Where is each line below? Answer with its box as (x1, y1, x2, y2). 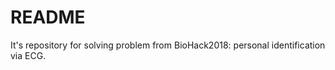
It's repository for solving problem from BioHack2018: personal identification (10, 39, 326, 51)
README (10, 6, 86, 29)
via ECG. (10, 49, 47, 61)
